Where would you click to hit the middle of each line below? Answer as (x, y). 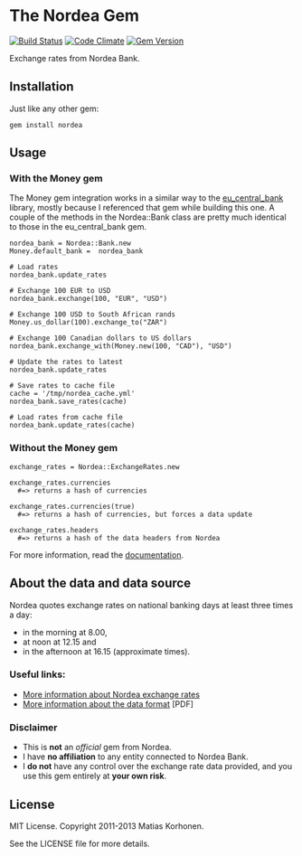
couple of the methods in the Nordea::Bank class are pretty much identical (148, 217)
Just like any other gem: (54, 108)
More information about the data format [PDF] (108, 704)
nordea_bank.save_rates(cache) (68, 402)
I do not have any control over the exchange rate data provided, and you (157, 767)
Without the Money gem (64, 448)
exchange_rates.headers (54, 530)
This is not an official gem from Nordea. (97, 748)
